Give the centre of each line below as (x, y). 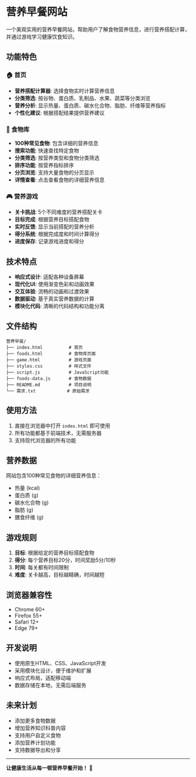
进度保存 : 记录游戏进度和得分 (49, 241)
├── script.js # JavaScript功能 (57, 372)
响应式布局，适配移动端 (43, 677)
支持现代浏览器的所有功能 (45, 440)
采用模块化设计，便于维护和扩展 (53, 670)
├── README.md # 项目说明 (49, 385)
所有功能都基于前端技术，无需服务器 (58, 433)
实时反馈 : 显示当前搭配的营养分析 (54, 227)
